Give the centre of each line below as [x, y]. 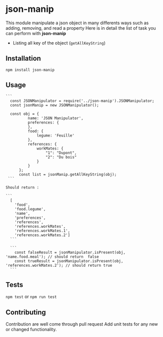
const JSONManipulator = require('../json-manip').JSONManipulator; [82, 101]
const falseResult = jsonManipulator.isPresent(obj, [70, 252]
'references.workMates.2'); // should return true [59, 265]
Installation [23, 59]
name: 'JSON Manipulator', [55, 118]
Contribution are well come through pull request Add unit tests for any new [82, 324]
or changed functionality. [31, 330]
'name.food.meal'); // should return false [52, 257]
